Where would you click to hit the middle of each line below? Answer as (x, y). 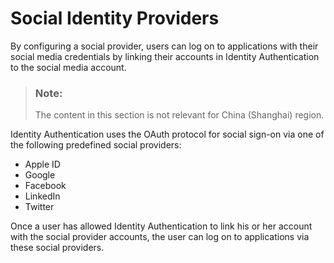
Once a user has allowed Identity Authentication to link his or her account (161, 226)
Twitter (39, 207)
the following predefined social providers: (96, 145)
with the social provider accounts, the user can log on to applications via (160, 237)
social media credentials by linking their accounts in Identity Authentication (165, 56)
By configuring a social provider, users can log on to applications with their (164, 46)
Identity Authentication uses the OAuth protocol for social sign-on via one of (167, 134)
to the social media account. (68, 67)
